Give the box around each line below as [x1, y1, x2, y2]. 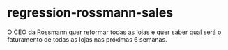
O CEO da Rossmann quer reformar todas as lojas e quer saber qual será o [7, 28, 222, 36]
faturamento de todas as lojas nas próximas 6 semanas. [7, 35, 167, 43]
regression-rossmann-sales [7, 5, 174, 21]
